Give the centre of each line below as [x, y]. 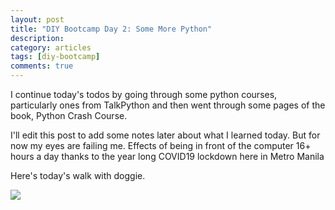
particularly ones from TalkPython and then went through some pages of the [168, 105]
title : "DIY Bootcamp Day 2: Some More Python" [111, 29]
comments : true [42, 66]
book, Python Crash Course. [69, 115]
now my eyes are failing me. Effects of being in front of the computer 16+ [161, 145]
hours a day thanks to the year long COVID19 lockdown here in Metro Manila [167, 156]
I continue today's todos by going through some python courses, [144, 94]
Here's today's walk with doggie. [78, 175]
